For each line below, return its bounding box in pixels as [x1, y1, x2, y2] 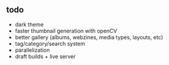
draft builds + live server [14, 52, 76, 60]
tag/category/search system [14, 40, 85, 47]
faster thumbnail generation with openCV [14, 27, 117, 34]
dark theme [14, 20, 44, 28]
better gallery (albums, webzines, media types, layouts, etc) [14, 33, 164, 41]
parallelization [14, 46, 50, 54]
